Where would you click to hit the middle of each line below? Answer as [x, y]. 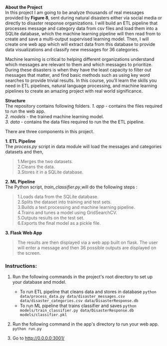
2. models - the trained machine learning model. [55, 116]
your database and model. [39, 282]
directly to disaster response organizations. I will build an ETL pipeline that [82, 23]
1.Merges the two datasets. [45, 161]
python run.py [27, 329]
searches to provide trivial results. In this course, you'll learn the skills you [81, 80]
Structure [15, 101]
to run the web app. [25, 111]
